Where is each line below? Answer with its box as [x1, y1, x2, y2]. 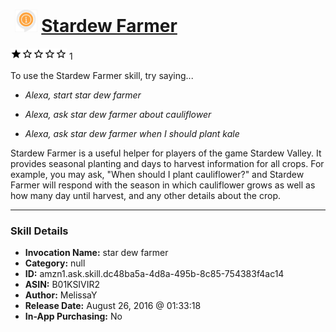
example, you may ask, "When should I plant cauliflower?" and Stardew [10, 168, 305, 180]
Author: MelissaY [24, 289, 98, 301]
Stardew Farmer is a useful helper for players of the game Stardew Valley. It [10, 147, 322, 159]
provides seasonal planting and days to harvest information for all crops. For [10, 157, 325, 169]
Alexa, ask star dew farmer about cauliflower [24, 108, 212, 120]
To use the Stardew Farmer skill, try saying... [10, 69, 194, 81]
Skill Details [10, 224, 69, 238]
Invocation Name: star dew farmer [24, 247, 169, 259]
